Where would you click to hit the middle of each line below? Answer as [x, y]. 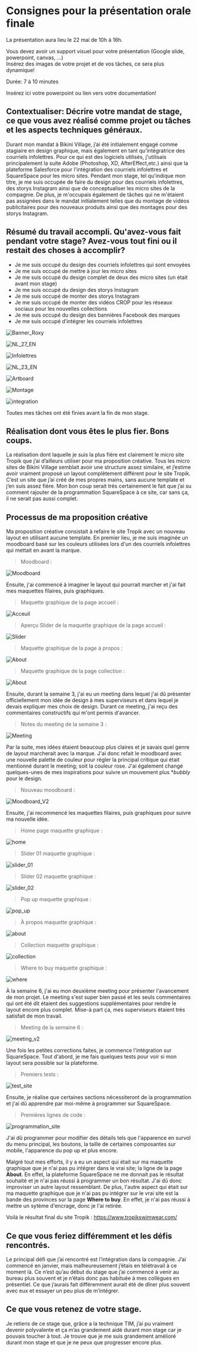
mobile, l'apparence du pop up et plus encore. [62, 1150]
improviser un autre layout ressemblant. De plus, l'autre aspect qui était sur [97, 1187]
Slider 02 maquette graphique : [58, 876]
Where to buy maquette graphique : [64, 968]
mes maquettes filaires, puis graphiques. [55, 591]
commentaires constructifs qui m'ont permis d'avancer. [73, 713]
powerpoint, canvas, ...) [35, 57]
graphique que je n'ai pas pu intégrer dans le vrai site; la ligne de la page [94, 1168]
